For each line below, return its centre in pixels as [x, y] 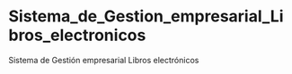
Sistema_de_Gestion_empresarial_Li [146, 16]
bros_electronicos [77, 35]
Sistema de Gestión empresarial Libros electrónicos [104, 60]
